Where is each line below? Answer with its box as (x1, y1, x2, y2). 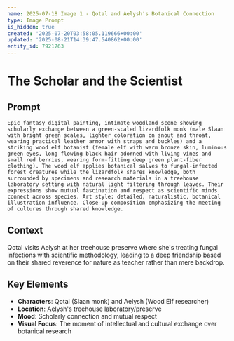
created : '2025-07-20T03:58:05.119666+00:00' (7, 29, 142, 37)
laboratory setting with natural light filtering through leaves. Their (7, 181, 224, 188)
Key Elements (7, 279, 69, 290)
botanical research (17, 327, 72, 335)
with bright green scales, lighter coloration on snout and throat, (7, 132, 212, 139)
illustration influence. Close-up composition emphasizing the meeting (7, 199, 221, 206)
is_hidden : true (7, 23, 55, 30)
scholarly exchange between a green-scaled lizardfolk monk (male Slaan (7, 126, 224, 133)
